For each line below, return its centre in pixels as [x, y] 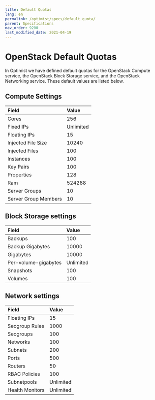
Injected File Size [27, 142]
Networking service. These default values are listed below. [64, 81]
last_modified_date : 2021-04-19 [38, 33]
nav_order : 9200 [22, 28]
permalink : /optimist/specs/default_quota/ [50, 19]
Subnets [17, 350]
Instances [19, 159]
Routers [16, 366]
